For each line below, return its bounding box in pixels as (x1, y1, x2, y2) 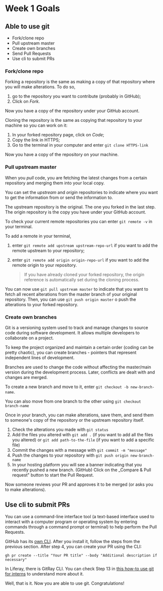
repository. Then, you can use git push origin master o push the (5, 296, 136, 302)
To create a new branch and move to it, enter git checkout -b (5, 384, 129, 390)
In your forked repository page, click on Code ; (12, 132, 104, 138)
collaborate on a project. (5, 335, 54, 341)
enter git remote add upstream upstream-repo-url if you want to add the (12, 242, 158, 248)
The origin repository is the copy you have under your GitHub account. (5, 209, 147, 215)
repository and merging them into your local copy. (5, 180, 105, 186)
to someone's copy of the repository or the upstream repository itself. (5, 417, 145, 423)
